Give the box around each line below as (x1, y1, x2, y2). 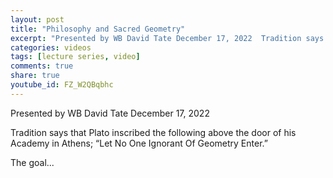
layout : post (10, 14, 65, 25)
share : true (10, 71, 60, 81)
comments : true (10, 61, 74, 71)
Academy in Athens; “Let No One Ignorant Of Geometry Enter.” (10, 137, 268, 149)
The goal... (10, 156, 55, 168)
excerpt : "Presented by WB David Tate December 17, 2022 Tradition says (10, 33, 325, 43)
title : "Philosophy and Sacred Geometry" (10, 24, 186, 34)
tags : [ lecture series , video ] (10, 52, 141, 62)
